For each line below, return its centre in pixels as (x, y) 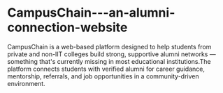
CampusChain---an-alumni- (91, 13)
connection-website (67, 27)
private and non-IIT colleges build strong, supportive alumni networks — (111, 54)
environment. (26, 83)
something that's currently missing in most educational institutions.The (109, 61)
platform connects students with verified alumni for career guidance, (106, 69)
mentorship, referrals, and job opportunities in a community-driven (103, 76)
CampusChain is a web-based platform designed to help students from (109, 46)
